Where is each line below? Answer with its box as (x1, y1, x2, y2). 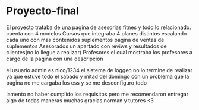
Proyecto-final (6, 4, 79, 18)
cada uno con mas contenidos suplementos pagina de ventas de (6, 36, 165, 43)
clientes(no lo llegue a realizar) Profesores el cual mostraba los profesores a (6, 48, 193, 56)
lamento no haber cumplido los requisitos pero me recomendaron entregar (6, 90, 189, 98)
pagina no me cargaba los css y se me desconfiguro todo (6, 79, 147, 86)
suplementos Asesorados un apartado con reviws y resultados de (6, 43, 168, 50)
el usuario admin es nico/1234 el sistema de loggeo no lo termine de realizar (6, 66, 193, 73)
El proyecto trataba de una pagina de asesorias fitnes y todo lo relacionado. (6, 24, 191, 31)
